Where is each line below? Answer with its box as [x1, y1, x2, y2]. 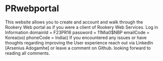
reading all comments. [5, 50, 50, 56]
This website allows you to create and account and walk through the [5, 19, 143, 25]
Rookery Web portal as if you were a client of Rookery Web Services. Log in [5, 24, 159, 30]
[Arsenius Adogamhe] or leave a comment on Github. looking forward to [5, 45, 151, 51]
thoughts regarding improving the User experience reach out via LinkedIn [5, 40, 154, 45]
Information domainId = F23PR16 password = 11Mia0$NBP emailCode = [5, 29, 150, 35]
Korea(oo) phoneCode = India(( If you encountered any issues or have [5, 35, 147, 41]
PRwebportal [5, 3, 59, 14]
